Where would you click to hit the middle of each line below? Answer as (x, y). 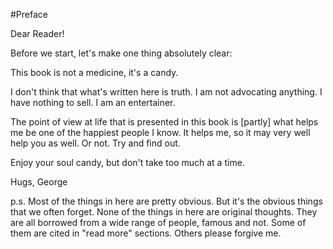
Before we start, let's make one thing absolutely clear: (121, 53)
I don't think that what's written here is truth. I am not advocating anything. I (166, 92)
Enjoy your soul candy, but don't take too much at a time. (127, 162)
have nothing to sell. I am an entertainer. (93, 102)
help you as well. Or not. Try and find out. (95, 143)
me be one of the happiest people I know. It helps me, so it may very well (160, 132)
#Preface (29, 14)
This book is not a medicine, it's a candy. (94, 72)
